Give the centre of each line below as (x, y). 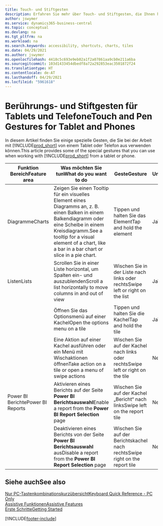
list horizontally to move (81, 287)
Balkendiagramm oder (79, 218)
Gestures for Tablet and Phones (70, 127)
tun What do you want (81, 174)
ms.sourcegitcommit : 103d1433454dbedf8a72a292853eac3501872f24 (70, 64)
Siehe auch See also (35, 482)
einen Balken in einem (79, 212)
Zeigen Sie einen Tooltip (81, 188)
